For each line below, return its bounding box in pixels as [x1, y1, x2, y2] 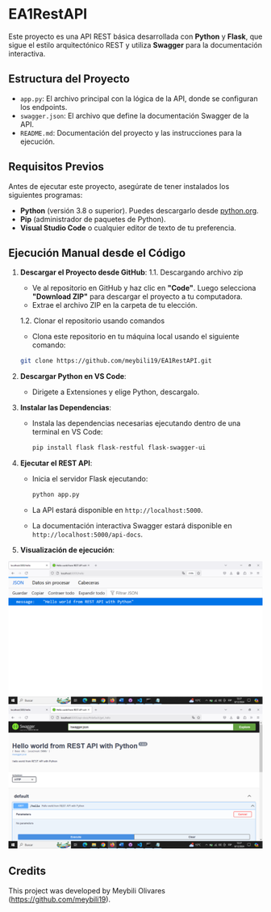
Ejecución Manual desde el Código [8, 246, 186, 259]
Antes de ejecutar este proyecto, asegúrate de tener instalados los [8, 181, 230, 191]
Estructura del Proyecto [8, 72, 131, 86]
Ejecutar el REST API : [19, 458, 93, 469]
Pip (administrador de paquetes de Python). [19, 214, 167, 224]
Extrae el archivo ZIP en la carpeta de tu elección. [31, 300, 198, 310]
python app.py [31, 490, 80, 499]
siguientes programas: [8, 190, 83, 200]
